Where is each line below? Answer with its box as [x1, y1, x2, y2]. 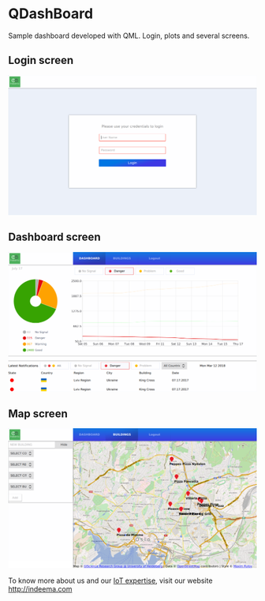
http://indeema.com [8, 584, 73, 594]
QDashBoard [8, 5, 93, 23]
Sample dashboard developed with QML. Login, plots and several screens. [8, 31, 250, 40]
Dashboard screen [8, 231, 101, 244]
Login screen [8, 54, 74, 67]
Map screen [8, 407, 69, 420]
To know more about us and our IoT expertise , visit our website [8, 576, 213, 585]
